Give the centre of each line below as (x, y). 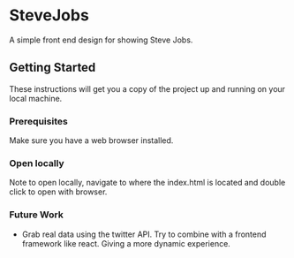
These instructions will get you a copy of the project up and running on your (147, 88)
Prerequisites (38, 121)
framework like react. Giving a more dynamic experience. (126, 243)
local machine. (36, 98)
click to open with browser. (58, 192)
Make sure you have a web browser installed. (91, 140)
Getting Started (53, 68)
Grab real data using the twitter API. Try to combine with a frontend (144, 234)
